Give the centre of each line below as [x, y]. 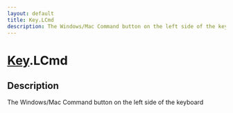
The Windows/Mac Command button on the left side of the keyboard [105, 102]
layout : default [31, 13]
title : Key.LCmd [31, 20]
